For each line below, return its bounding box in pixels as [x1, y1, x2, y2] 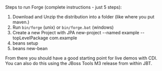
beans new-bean [12, 46, 48, 51]
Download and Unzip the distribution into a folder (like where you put [12, 14, 154, 19]
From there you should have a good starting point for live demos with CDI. [5, 55, 157, 61]
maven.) [12, 19, 29, 25]
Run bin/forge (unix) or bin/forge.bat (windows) [12, 24, 114, 30]
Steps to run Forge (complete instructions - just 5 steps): [5, 4, 122, 10]
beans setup [12, 40, 38, 46]
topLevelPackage [12, 35, 48, 41]
